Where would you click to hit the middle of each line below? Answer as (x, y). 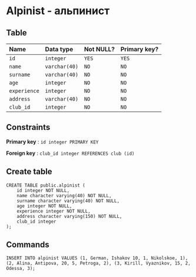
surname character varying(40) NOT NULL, (68, 201)
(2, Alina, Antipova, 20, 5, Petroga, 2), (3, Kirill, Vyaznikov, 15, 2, (99, 263)
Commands (28, 245)
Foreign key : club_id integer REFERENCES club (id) (70, 153)
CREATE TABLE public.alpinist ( (46, 185)
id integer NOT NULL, (43, 190)
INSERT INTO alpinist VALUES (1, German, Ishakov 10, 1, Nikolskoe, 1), (97, 258)
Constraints (28, 127)
